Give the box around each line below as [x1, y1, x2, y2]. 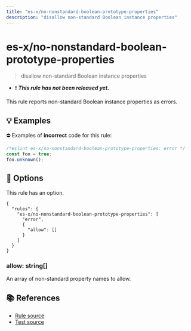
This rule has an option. [6, 189, 64, 196]
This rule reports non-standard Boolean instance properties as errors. [6, 98, 178, 105]
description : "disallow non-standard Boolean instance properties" [6, 14, 178, 20]
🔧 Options [6, 173, 44, 183]
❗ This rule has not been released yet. [14, 84, 109, 91]
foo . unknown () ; [6, 157, 44, 163]
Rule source [14, 312, 45, 319]
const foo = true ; [6, 151, 52, 157]
